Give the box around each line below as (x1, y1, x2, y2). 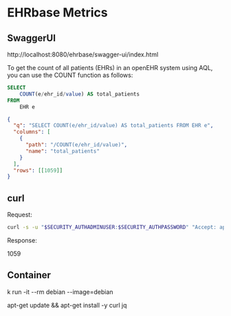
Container (7, 269, 52, 281)
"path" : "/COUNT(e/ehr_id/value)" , (25, 142, 128, 148)
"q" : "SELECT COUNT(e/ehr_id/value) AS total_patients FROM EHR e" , (13, 122, 214, 129)
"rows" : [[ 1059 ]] (13, 167, 63, 174)
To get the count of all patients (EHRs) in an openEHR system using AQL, (7, 64, 213, 71)
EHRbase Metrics (7, 5, 108, 21)
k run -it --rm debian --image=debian (7, 287, 113, 296)
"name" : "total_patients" (25, 148, 100, 155)
